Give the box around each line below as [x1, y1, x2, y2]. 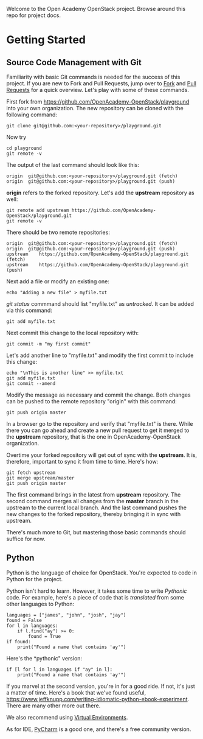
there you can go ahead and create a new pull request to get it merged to [6, 426, 190, 434]
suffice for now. [6, 536, 46, 542]
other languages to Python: [6, 600, 75, 607]
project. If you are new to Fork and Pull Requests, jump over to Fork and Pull [6, 80, 196, 87]
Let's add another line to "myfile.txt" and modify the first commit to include [6, 352, 194, 359]
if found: [6, 638, 32, 645]
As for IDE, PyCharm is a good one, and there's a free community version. [6, 725, 191, 733]
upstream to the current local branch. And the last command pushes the [6, 504, 187, 511]
